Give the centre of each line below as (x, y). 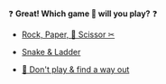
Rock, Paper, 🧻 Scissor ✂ (68, 34)
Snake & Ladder (51, 52)
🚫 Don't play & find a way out (75, 70)
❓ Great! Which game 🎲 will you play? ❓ (83, 14)
